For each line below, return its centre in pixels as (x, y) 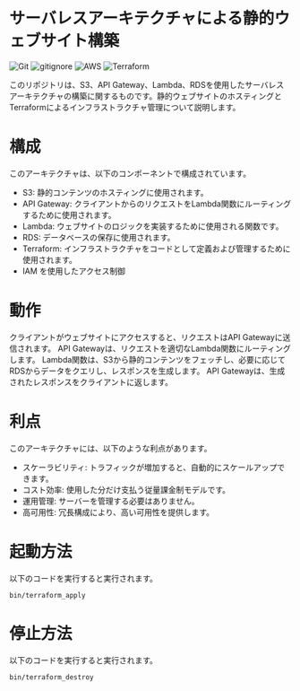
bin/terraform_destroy (51, 677)
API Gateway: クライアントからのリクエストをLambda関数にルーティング (157, 204)
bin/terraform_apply (48, 595)
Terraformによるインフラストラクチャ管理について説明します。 (125, 107)
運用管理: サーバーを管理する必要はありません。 (111, 501)
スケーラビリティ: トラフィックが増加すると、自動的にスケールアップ (150, 467)
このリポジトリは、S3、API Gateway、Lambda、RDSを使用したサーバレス (147, 84)
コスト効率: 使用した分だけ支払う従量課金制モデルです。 (126, 489)
